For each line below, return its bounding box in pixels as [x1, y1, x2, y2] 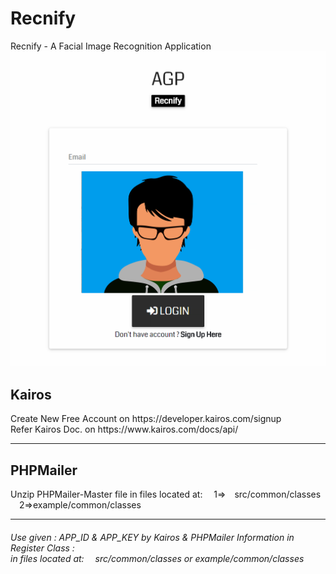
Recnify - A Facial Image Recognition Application [10, 40, 212, 52]
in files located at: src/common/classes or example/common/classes [10, 552, 305, 564]
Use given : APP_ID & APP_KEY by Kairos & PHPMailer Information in [10, 531, 295, 543]
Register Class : [10, 542, 75, 554]
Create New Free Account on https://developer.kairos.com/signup [10, 413, 282, 425]
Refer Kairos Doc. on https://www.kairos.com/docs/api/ [10, 423, 239, 436]
